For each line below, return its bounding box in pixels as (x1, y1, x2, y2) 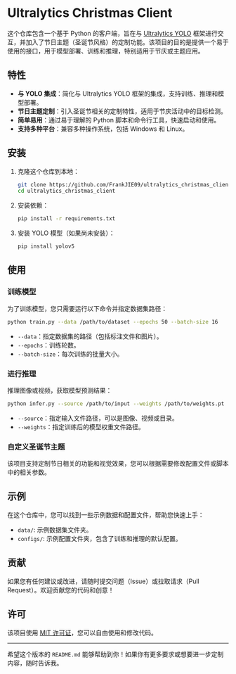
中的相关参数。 (7, 468, 51, 476)
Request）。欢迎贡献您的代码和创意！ (7, 585, 114, 594)
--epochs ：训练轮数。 (17, 341, 81, 349)
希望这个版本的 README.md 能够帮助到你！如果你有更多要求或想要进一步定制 (7, 649, 224, 659)
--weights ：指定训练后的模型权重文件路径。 (17, 422, 145, 431)
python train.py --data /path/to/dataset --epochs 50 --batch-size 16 (7, 318, 218, 325)
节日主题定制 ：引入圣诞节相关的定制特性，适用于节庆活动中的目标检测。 (17, 107, 227, 115)
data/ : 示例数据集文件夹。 (17, 526, 93, 534)
